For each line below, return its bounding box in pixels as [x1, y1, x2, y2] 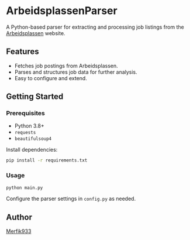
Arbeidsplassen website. [6, 29, 65, 36]
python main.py [6, 184, 43, 191]
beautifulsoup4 [14, 136, 52, 142]
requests [14, 130, 36, 136]
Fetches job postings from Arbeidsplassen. [14, 62, 118, 69]
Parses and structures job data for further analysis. [14, 68, 137, 76]
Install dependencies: [6, 146, 58, 153]
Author [6, 212, 32, 222]
